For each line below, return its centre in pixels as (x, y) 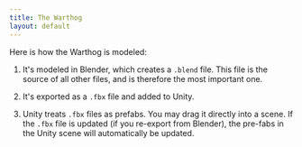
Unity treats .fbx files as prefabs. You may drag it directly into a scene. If (157, 114)
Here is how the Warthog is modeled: (78, 51)
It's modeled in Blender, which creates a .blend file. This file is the (145, 69)
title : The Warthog (46, 18)
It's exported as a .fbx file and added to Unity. (108, 96)
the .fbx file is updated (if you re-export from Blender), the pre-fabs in (153, 124)
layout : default (40, 26)
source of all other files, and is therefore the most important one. (142, 78)
